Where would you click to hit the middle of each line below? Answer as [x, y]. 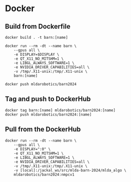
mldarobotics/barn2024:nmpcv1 [44, 174]
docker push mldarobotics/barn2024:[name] [48, 115]
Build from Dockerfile [38, 26]
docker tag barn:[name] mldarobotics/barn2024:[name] [60, 110]
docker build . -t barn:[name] [36, 37]
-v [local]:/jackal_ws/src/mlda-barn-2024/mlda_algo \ [70, 170]
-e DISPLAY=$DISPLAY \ [36, 54]
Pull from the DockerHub [43, 129]
